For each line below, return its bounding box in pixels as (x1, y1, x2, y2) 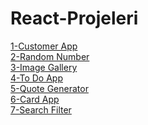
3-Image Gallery (10, 61, 78, 73)
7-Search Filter (10, 103, 72, 116)
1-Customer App (10, 40, 78, 52)
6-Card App (10, 93, 60, 105)
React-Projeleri (10, 7, 139, 30)
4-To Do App (10, 72, 63, 84)
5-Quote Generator (10, 82, 89, 94)
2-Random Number (10, 50, 90, 62)
